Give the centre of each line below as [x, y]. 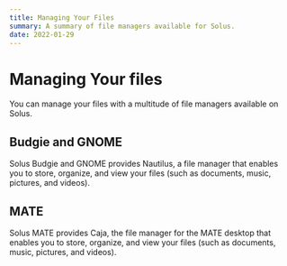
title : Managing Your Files [62, 18]
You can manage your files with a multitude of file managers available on [144, 104]
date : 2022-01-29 [42, 34]
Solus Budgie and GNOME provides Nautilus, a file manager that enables [144, 164]
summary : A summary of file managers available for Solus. [122, 26]
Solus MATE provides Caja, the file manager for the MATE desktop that [140, 233]
